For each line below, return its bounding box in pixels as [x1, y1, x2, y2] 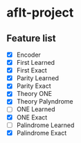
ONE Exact [16, 113, 48, 122]
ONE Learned [16, 105, 55, 113]
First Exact [16, 66, 48, 75]
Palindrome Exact [16, 128, 67, 137]
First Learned [16, 59, 55, 67]
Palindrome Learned [16, 121, 75, 129]
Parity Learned [16, 74, 60, 82]
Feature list [6, 32, 56, 44]
